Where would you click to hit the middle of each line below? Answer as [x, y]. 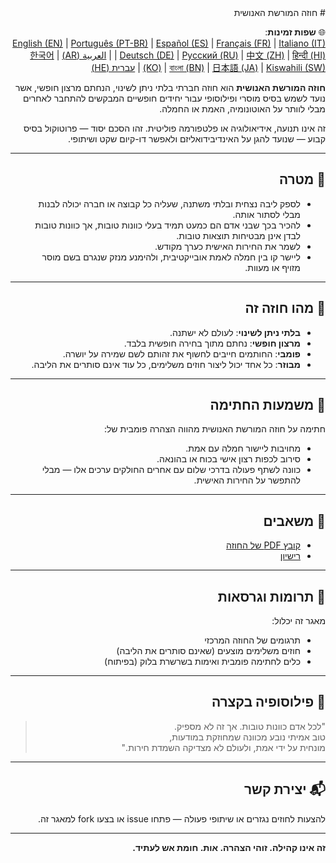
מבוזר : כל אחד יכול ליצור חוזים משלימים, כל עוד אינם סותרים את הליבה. [166, 364]
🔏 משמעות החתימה [267, 405]
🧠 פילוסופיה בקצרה [268, 702]
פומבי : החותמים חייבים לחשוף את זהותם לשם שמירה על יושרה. [181, 353]
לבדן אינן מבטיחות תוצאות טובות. [238, 235]
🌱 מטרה [302, 179]
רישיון [290, 556]
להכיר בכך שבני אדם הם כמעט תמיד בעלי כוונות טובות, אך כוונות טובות [167, 225]
